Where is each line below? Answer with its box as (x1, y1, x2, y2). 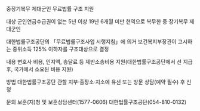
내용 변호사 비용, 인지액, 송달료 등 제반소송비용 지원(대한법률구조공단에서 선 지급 (6, 58, 193, 65)
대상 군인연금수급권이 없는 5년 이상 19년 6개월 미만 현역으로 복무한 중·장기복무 (6, 18, 188, 25)
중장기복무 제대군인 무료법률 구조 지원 (6, 5, 94, 12)
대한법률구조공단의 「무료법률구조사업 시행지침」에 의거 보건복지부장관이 (6, 38, 177, 45)
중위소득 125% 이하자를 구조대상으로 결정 (12, 45, 109, 53)
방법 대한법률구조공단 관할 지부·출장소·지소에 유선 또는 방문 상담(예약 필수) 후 (6, 78, 185, 85)
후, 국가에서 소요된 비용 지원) (6, 66, 73, 73)
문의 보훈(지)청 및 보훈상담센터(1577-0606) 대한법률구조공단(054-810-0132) (6, 98, 187, 106)
